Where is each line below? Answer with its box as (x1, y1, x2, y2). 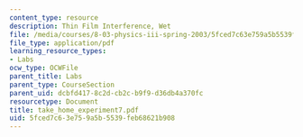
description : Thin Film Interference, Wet (9, 22, 171, 31)
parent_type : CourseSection (9, 80, 115, 89)
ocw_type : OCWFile (9, 64, 78, 73)
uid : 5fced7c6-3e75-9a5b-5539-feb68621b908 (9, 114, 176, 123)
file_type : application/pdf (9, 38, 115, 48)
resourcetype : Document (9, 96, 99, 106)
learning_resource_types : (9, 47, 106, 56)
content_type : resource (9, 13, 99, 23)
